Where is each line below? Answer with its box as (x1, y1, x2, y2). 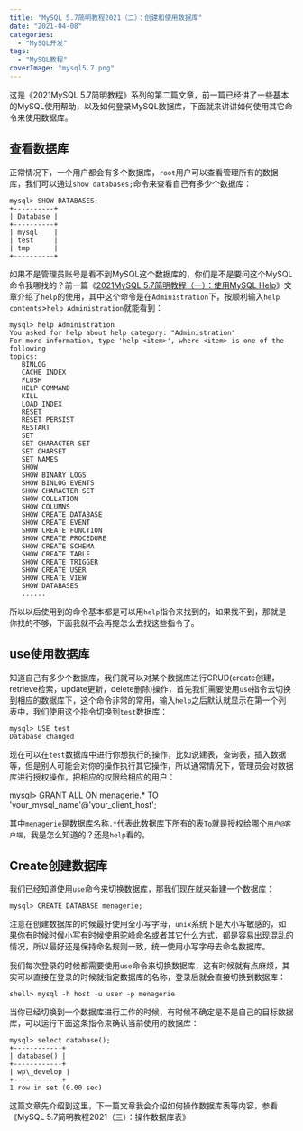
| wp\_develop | (9, 1068, 70, 1077)
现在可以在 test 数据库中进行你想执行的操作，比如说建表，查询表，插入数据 (9, 749, 287, 760)
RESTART (21, 423, 50, 432)
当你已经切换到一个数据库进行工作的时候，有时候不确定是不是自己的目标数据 (9, 1006, 294, 1017)
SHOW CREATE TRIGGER (21, 557, 99, 566)
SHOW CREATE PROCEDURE (21, 534, 106, 543)
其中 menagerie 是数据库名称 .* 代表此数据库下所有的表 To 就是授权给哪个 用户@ (9, 818, 286, 828)
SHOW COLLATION (21, 494, 78, 503)
